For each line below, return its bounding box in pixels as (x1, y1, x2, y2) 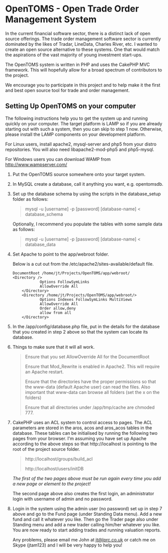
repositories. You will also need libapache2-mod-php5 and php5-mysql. (5, 146, 154, 152)
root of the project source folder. (12, 446, 80, 452)
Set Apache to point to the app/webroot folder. (12, 251, 109, 257)
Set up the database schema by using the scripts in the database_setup (12, 191, 161, 197)
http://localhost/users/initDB (25, 465, 84, 471)
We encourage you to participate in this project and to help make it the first (5, 82, 160, 88)
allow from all (39, 310, 71, 315)
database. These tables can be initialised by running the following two (12, 430, 157, 436)
